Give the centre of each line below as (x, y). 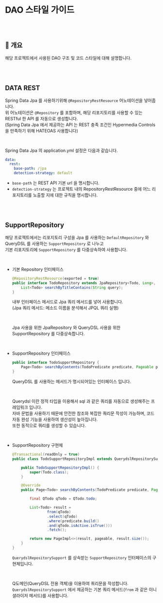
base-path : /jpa (30, 169)
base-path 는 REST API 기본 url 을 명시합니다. (56, 183)
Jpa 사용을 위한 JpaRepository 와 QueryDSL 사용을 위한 (66, 327)
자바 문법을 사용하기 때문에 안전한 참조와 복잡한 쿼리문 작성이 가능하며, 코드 (83, 413)
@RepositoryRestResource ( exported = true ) (56, 278)
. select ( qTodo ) (62, 516)
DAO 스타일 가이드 (40, 10)
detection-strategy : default (43, 173)
